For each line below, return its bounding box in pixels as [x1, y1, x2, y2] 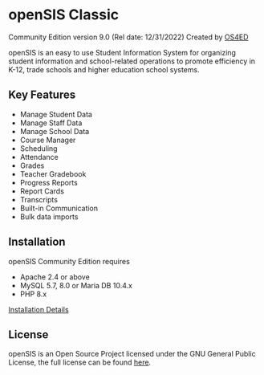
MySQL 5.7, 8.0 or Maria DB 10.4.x [19, 280, 132, 290]
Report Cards [19, 186, 64, 196]
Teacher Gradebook [19, 169, 87, 178]
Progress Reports [19, 177, 78, 187]
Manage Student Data [19, 109, 92, 119]
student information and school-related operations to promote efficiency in [8, 56, 255, 66]
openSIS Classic [8, 6, 120, 24]
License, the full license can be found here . [8, 357, 151, 367]
